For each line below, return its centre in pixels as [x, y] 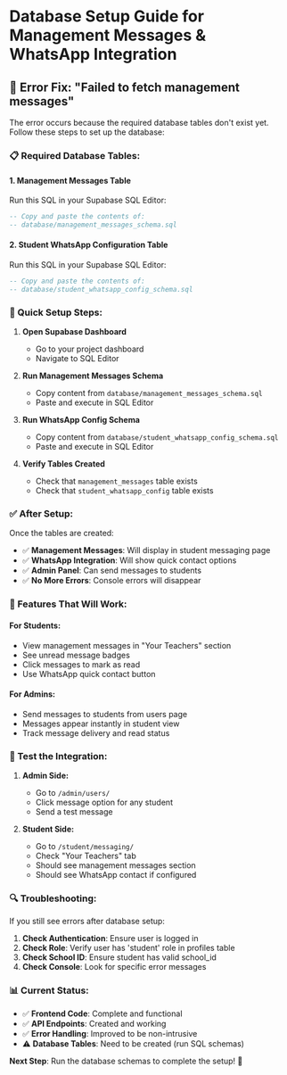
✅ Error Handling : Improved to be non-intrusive [110, 1033]
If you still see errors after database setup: [87, 922]
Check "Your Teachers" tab [86, 856]
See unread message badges [76, 655]
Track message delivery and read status [96, 732]
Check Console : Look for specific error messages [114, 967]
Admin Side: [45, 776]
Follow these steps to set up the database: [87, 132]
